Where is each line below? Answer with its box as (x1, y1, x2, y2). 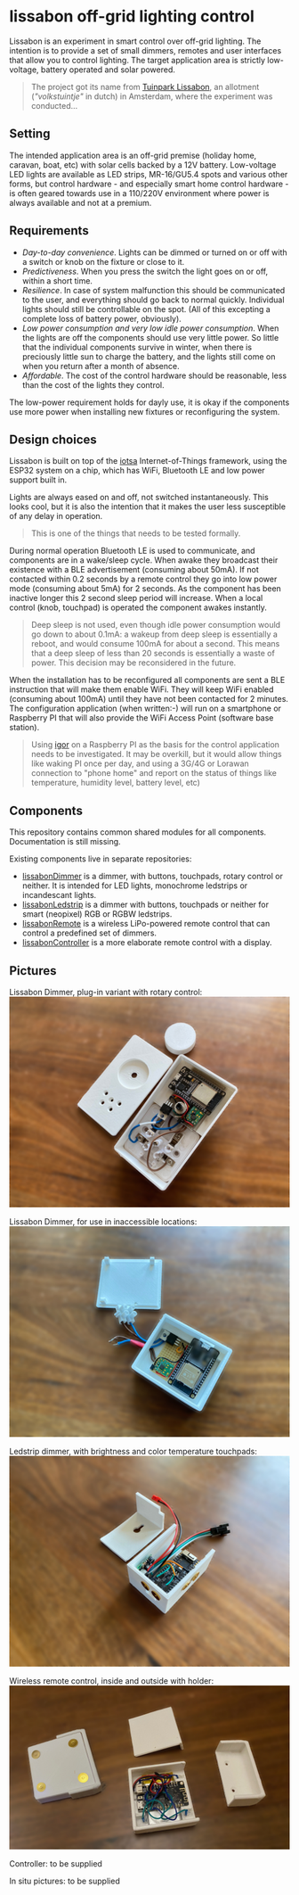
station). (9, 722, 40, 733)
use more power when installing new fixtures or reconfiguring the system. (9, 406, 280, 416)
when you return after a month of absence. (21, 360, 180, 371)
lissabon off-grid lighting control (9, 6, 255, 27)
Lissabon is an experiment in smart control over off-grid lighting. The (9, 36, 262, 46)
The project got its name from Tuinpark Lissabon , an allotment (30, 81, 260, 92)
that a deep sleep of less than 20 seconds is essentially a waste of (30, 648, 276, 659)
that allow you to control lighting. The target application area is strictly (9, 54, 265, 65)
